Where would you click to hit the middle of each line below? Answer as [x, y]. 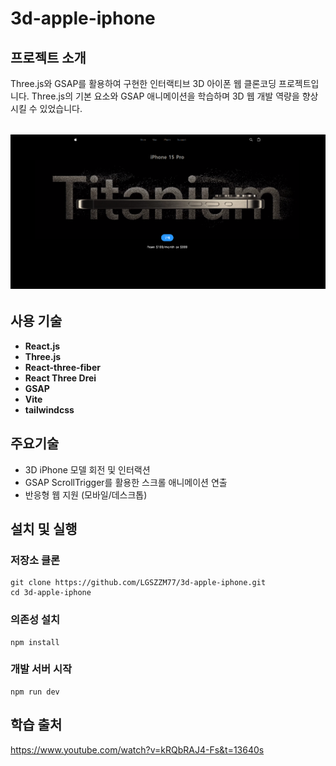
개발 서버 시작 [41, 669]
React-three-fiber [62, 367]
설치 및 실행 [44, 528]
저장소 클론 [35, 560]
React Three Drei [60, 378]
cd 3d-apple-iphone [51, 593]
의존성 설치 [35, 620]
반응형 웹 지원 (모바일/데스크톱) [86, 494]
